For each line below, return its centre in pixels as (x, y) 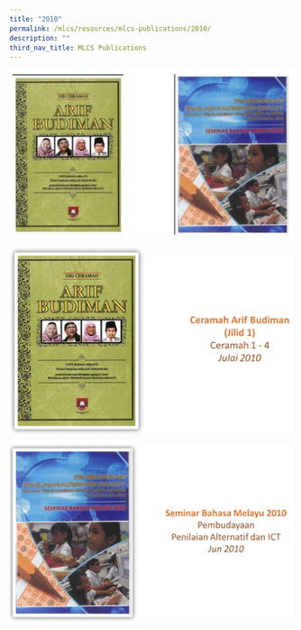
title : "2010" (36, 19)
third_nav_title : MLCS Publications (78, 48)
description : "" (40, 38)
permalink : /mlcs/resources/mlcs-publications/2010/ (110, 28)
